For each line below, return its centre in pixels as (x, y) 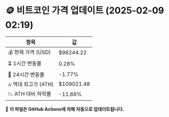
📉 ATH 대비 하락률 (30, 94)
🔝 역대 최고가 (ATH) (31, 84)
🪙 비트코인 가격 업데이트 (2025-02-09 (85, 11)
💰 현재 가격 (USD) (30, 52)
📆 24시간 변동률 (26, 74)
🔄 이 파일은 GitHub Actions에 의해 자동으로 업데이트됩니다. (65, 109)
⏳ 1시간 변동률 (25, 63)
